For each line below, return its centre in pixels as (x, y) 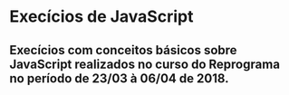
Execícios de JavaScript (101, 17)
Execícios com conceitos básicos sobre (123, 50)
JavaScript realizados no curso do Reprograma (145, 64)
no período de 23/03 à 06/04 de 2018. (119, 78)
